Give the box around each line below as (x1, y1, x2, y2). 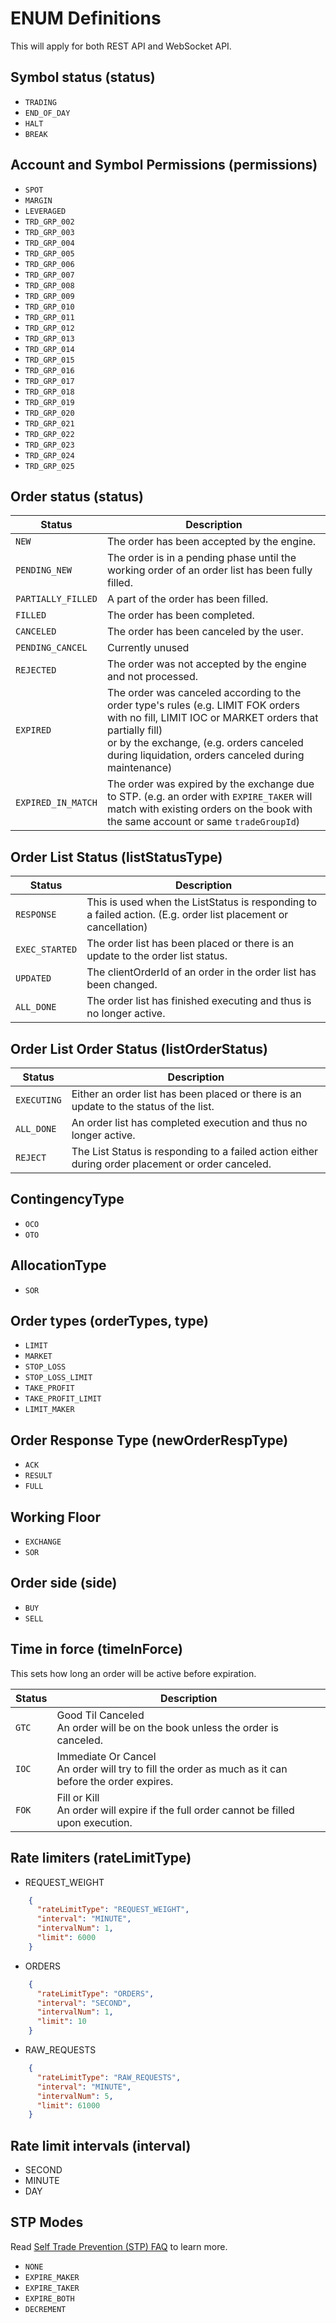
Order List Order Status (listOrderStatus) (10, 1040, 269, 1057)
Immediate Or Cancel (56, 1749, 157, 1763)
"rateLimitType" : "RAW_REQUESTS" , (36, 2072, 182, 2082)
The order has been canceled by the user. (106, 625, 304, 639)
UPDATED (15, 973, 52, 984)
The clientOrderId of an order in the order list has (86, 965, 317, 979)
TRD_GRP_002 (24, 217, 75, 227)
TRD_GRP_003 (24, 227, 75, 237)
